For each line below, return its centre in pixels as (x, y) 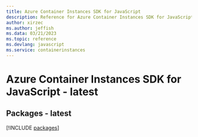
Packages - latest (39, 114)
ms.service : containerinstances (46, 50)
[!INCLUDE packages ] (33, 128)
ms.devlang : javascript (35, 45)
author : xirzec (25, 22)
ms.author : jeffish (30, 28)
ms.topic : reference (32, 39)
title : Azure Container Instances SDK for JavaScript (74, 12)
